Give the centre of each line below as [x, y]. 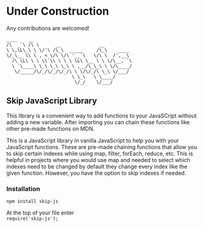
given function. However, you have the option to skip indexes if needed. [96, 173]
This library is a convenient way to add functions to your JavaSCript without [101, 116]
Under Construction [58, 11]
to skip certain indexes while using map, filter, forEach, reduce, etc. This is [100, 153]
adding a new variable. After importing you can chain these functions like [98, 122]
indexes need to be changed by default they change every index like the [97, 166]
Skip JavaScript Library [52, 101]
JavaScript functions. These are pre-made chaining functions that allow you [102, 147]
